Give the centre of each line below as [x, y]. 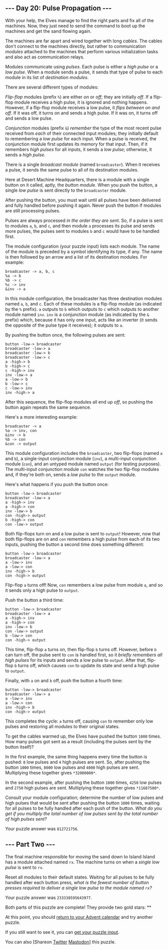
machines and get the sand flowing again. [48, 31]
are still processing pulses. [33, 210]
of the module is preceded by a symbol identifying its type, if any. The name [84, 252]
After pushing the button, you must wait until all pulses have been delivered [83, 200]
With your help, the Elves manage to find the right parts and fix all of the [79, 20]
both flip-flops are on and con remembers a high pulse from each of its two [82, 539]
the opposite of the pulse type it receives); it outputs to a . [64, 325]
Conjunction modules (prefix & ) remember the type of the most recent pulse [83, 128]
